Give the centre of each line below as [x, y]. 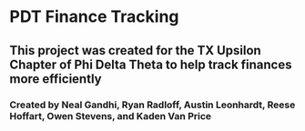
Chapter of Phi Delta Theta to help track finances [151, 64]
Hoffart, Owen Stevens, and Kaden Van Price [111, 116]
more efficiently [56, 79]
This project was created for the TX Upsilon [135, 50]
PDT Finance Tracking [94, 17]
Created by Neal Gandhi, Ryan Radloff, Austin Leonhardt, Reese [152, 105]
